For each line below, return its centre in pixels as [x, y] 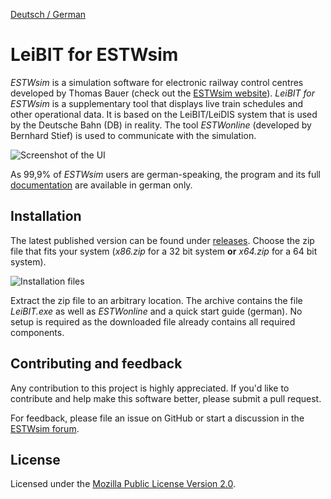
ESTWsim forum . [45, 428]
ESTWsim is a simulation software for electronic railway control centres [157, 82]
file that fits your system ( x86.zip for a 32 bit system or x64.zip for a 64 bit [164, 251]
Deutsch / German [48, 14]
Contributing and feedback [96, 364]
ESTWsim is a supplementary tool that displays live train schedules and [157, 103]
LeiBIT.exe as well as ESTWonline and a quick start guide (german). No [156, 311]
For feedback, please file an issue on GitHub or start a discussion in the [157, 418]
